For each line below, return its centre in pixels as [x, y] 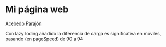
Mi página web [37, 9]
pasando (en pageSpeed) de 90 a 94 [44, 39]
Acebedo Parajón [23, 24]
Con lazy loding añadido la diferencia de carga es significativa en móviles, [83, 33]
